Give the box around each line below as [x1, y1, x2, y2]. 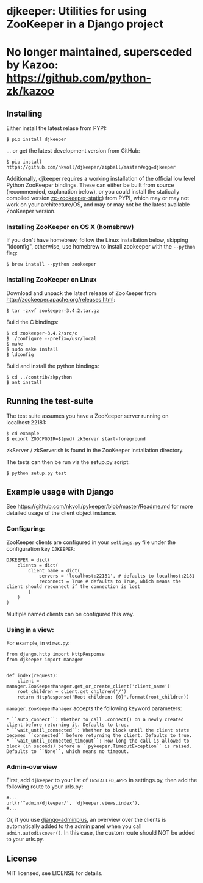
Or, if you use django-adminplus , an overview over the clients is [6, 816, 166, 824]
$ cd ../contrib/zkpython [6, 374, 72, 380]
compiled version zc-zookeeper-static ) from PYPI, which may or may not [6, 194, 190, 202]
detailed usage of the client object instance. [6, 509, 117, 517]
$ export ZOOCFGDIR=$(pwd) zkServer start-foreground [6, 435, 146, 442]
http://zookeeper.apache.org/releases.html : [6, 296, 116, 303]
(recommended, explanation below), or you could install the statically [6, 188, 180, 195]
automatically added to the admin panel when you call [6, 823, 142, 830]
